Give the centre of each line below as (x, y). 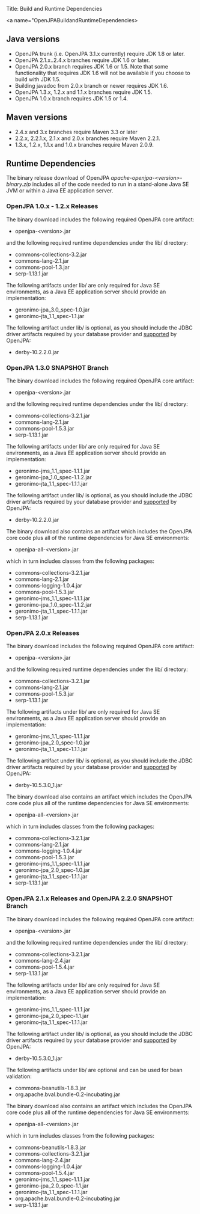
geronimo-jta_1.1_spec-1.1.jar (50, 316)
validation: (19, 1076)
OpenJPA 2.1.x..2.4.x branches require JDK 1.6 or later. (82, 60)
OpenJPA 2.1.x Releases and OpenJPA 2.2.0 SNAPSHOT (89, 898)
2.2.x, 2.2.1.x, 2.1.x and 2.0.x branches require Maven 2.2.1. (87, 138)
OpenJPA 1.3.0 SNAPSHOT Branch (58, 367)
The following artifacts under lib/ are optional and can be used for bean (94, 1070)
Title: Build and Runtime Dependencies (54, 9)
